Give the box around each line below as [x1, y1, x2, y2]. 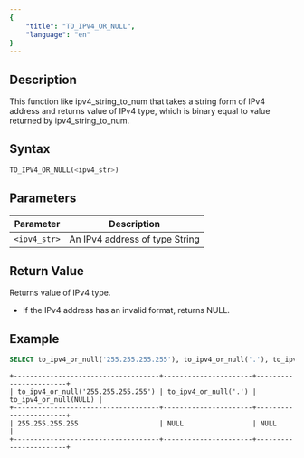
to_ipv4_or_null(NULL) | [9, 396, 103, 405]
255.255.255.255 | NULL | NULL [17, 419, 278, 428]
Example [9, 331, 60, 347]
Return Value [9, 263, 84, 279]
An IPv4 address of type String [69, 233, 201, 245]
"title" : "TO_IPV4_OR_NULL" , [25, 22, 136, 31]
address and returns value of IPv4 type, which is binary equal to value [9, 106, 271, 117]
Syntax [9, 141, 51, 157]
